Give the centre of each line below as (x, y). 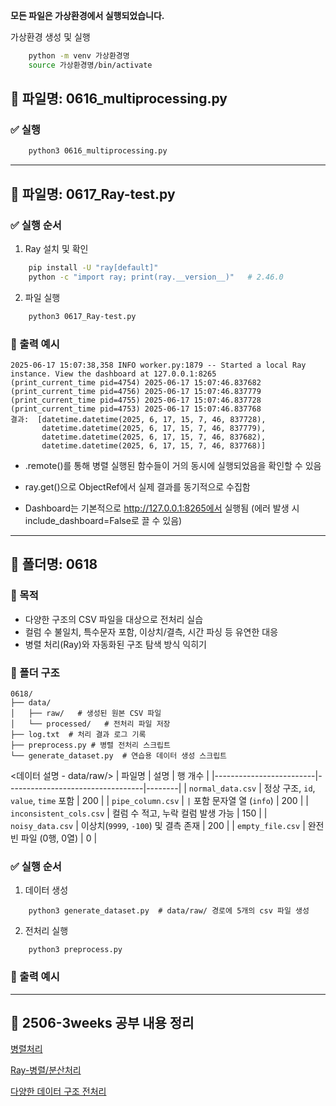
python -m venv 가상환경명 (79, 56)
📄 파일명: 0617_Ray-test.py (93, 194)
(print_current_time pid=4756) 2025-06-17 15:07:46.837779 (136, 391)
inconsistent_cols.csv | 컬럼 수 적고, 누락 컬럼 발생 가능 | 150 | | (139, 813)
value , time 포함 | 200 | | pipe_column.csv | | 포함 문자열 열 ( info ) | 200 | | (159, 800)
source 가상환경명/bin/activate (90, 65)
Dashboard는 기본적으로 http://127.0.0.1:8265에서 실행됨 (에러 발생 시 (162, 508)
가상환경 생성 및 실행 (50, 37)
